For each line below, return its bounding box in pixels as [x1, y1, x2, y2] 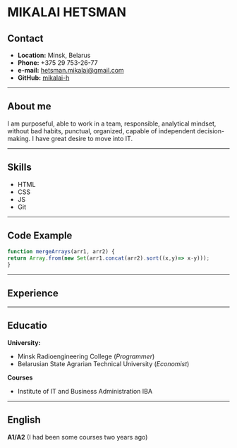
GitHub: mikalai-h [17, 73, 70, 82]
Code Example [7, 230, 73, 242]
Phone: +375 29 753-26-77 [17, 59, 98, 67]
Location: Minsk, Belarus [17, 51, 91, 59]
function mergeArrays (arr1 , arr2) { [7, 248, 115, 255]
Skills [7, 162, 32, 174]
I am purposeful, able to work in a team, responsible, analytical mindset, [7, 119, 217, 128]
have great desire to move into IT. [35, 134, 133, 143]
